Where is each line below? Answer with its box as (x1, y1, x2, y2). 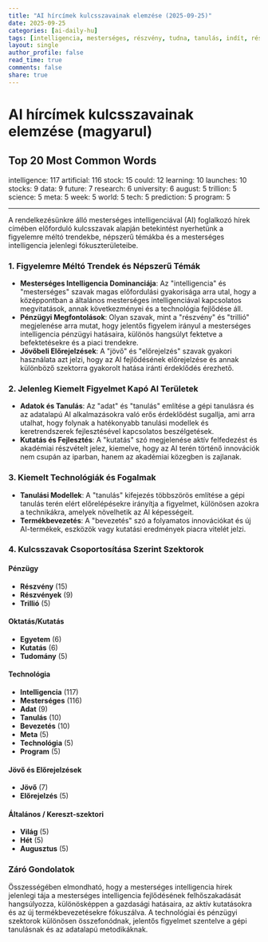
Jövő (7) (19, 782, 49, 792)
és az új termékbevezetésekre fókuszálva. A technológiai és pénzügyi (8, 907, 238, 917)
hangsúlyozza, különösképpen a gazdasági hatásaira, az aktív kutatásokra (8, 899, 253, 908)
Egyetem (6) (19, 634, 62, 644)
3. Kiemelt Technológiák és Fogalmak (8, 472, 156, 483)
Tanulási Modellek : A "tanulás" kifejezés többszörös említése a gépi (19, 490, 245, 499)
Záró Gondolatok (8, 864, 75, 875)
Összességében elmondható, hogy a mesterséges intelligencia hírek (8, 882, 233, 892)
